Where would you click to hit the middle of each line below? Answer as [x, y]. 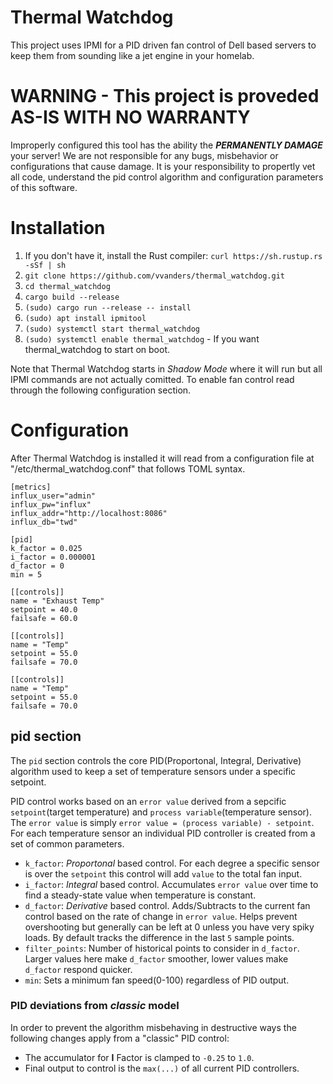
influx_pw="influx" [51, 504]
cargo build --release [72, 297]
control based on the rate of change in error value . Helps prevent [161, 916]
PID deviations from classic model [95, 1006]
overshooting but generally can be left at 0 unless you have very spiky [169, 927]
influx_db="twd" [44, 522]
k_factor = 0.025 [46, 548]
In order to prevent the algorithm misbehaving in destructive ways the [153, 1027]
